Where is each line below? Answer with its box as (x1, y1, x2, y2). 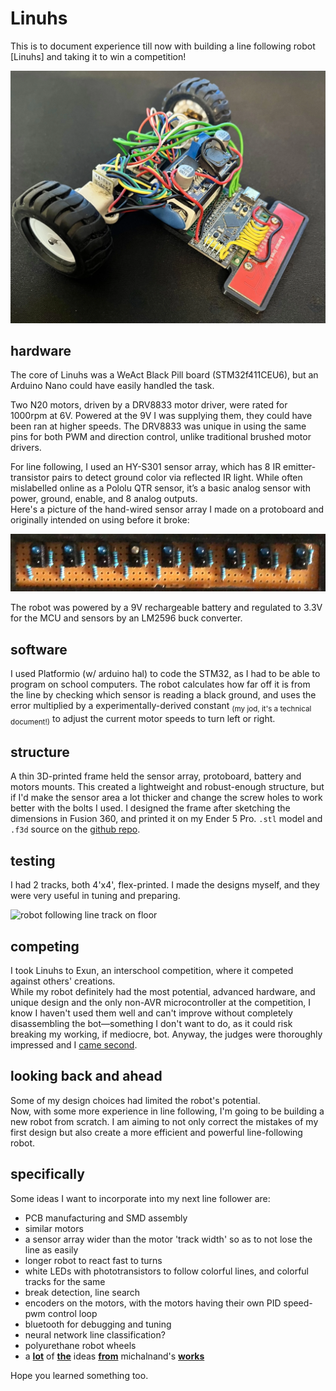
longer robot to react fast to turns (24, 1254, 163, 1266)
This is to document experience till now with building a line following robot (10, 40, 316, 52)
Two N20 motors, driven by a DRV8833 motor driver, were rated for (10, 399, 288, 411)
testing (10, 852, 56, 869)
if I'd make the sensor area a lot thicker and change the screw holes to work (10, 792, 323, 804)
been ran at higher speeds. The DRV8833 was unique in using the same (10, 420, 307, 432)
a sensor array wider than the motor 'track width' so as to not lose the (24, 1233, 313, 1245)
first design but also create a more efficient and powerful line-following (10, 1126, 303, 1138)
